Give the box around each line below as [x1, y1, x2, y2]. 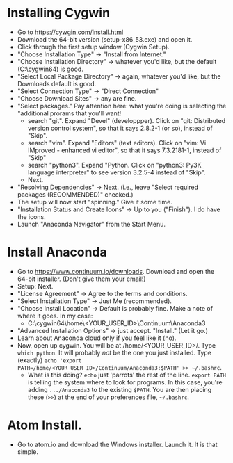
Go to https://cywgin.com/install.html [17, 28, 124, 36]
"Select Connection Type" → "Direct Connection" [17, 87, 159, 95]
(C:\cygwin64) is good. [17, 65, 83, 73]
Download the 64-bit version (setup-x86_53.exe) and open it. [17, 35, 193, 43]
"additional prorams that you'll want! [17, 109, 122, 117]
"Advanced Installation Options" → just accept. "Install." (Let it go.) [17, 326, 209, 334]
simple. [17, 447, 38, 456]
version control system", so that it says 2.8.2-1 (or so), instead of [27, 124, 214, 132]
